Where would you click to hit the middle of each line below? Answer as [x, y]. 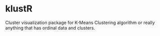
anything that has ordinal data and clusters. [50, 27]
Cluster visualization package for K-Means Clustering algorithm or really [80, 22]
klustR [19, 9]
